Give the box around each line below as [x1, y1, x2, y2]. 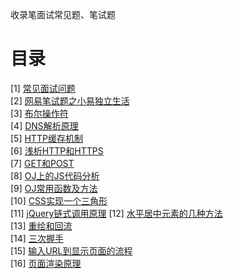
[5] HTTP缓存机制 [10, 132, 83, 144]
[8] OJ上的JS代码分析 [10, 169, 100, 182]
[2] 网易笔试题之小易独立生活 [10, 94, 130, 107]
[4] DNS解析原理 [10, 119, 79, 132]
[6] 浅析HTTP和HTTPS [10, 144, 104, 157]
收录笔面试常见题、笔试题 [10, 9, 116, 20]
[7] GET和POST [10, 157, 75, 169]
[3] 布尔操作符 [10, 107, 69, 119]
